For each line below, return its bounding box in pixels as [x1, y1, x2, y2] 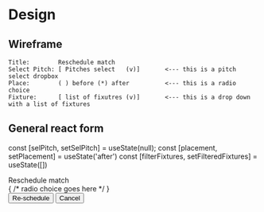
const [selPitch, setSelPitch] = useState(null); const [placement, [8, 143, 218, 152]
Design [8, 6, 56, 24]
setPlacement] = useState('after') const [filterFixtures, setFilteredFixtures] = [8, 151, 258, 161]
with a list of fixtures [8, 100, 91, 108]
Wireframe [8, 37, 63, 51]
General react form [8, 122, 104, 135]
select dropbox [8, 73, 59, 80]
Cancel [59, 194, 81, 202]
